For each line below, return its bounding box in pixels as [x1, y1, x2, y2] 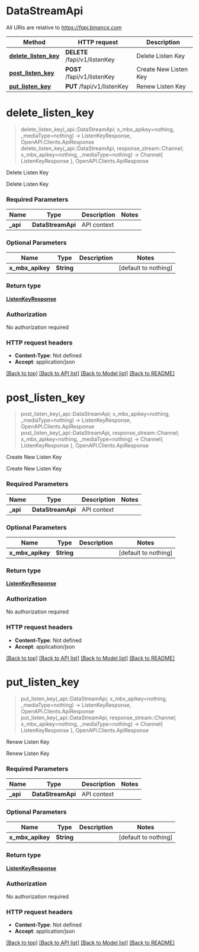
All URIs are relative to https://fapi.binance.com [6, 24, 122, 31]
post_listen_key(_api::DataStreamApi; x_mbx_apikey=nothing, [20, 411, 170, 418]
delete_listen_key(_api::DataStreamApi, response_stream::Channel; [20, 145, 184, 152]
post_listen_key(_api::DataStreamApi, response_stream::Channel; [20, 430, 179, 437]
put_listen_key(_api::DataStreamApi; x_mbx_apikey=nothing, [20, 695, 168, 702]
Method [23, 37, 46, 46]
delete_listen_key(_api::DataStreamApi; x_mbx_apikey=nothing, [20, 126, 175, 133]
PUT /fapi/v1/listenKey [65, 82, 129, 90]
